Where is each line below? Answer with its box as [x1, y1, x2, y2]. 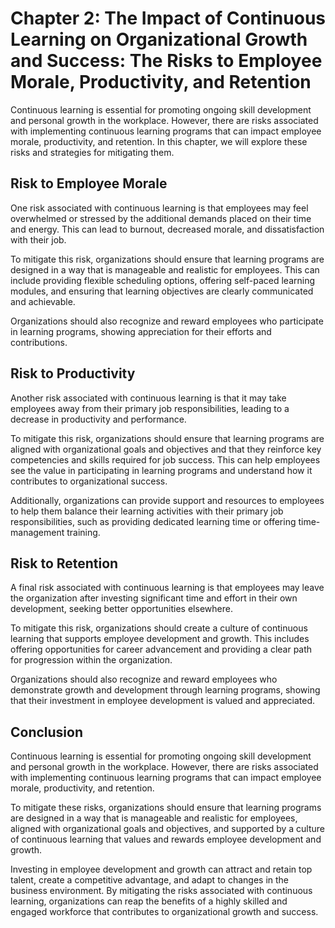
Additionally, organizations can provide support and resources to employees [10, 494, 325, 506]
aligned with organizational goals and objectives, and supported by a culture [10, 823, 326, 835]
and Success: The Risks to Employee [10, 50, 323, 72]
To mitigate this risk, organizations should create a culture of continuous [10, 622, 308, 634]
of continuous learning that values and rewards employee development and [10, 833, 322, 846]
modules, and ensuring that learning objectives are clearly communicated [10, 285, 314, 297]
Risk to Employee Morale [10, 175, 168, 192]
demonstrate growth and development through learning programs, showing [10, 684, 321, 696]
